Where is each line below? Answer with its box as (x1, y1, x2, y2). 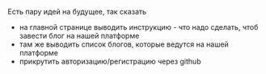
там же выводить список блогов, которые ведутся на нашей (19, 39, 230, 49)
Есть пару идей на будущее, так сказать (7, 7, 147, 16)
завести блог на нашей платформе (19, 31, 140, 40)
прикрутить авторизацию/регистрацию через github (19, 56, 201, 66)
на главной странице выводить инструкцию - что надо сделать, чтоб (19, 23, 259, 31)
